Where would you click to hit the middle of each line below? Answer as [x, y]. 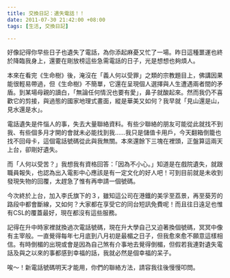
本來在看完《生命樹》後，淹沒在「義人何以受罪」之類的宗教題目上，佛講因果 [115, 75]
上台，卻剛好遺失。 [34, 150]
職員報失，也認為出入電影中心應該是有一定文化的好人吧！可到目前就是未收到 [115, 173]
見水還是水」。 [27, 109]
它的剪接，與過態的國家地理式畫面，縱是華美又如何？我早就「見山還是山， [118, 101]
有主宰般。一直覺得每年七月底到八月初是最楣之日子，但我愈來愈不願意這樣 [112, 236]
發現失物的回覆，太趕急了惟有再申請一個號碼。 [73, 181]
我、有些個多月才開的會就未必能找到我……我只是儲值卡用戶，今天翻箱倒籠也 [114, 133]
